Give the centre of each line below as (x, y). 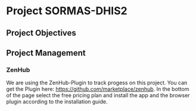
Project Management (46, 53)
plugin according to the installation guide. (57, 102)
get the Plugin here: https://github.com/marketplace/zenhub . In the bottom (98, 89)
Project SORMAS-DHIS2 (67, 11)
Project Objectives (41, 33)
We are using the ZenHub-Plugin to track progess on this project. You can (97, 83)
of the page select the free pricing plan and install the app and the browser (98, 96)
